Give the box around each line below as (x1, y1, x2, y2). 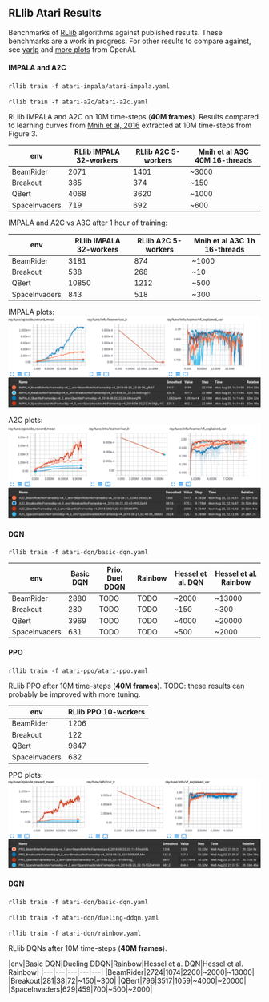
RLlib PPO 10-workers (67, 707, 146, 717)
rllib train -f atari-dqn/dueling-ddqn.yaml (8, 913, 159, 922)
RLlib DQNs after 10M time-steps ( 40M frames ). (8, 943, 167, 952)
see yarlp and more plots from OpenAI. (8, 44, 137, 54)
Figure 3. (8, 129, 38, 139)
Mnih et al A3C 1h (193, 235, 255, 245)
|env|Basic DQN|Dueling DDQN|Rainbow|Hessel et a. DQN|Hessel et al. (8, 959, 243, 968)
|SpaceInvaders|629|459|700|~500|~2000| (8, 984, 153, 994)
